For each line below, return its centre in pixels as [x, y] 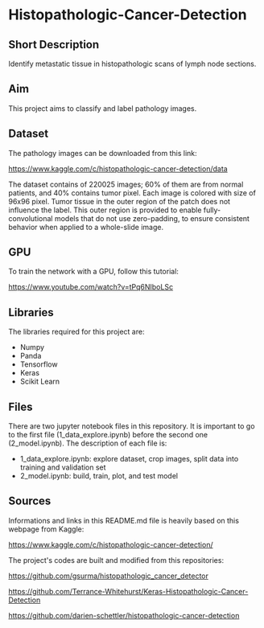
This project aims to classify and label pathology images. [103, 108]
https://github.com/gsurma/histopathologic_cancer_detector [109, 576]
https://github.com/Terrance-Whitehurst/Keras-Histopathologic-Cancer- [128, 591]
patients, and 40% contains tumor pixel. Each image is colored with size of [132, 193]
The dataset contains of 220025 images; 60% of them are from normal [126, 184]
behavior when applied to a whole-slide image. [86, 227]
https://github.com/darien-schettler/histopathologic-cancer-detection [124, 615]
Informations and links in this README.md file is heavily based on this [124, 520]
